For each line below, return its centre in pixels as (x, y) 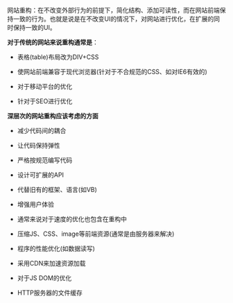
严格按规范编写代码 (45, 160)
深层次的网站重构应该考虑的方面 (53, 116)
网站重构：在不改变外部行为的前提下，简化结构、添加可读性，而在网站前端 (113, 10)
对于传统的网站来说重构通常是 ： (53, 42)
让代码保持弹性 (38, 145)
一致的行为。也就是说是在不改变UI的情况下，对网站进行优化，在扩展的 (113, 19)
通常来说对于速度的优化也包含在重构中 (72, 219)
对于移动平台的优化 (45, 86)
